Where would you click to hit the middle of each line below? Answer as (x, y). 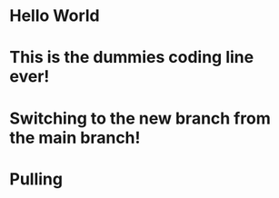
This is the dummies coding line (132, 58)
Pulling (36, 179)
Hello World (55, 16)
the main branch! (75, 138)
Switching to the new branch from (140, 118)
